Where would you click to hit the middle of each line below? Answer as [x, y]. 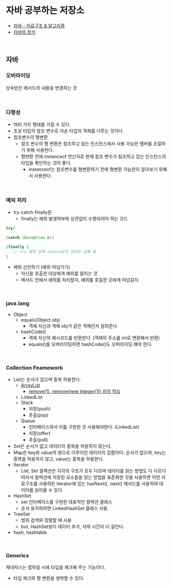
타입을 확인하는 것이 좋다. [46, 163]
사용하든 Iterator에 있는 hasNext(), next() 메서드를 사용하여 [98, 484]
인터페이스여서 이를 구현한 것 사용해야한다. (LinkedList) [84, 427]
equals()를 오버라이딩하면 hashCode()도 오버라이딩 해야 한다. [91, 344]
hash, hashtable [30, 532]
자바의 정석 [24, 32]
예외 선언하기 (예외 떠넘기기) [42, 267]
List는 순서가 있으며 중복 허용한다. [47, 379]
